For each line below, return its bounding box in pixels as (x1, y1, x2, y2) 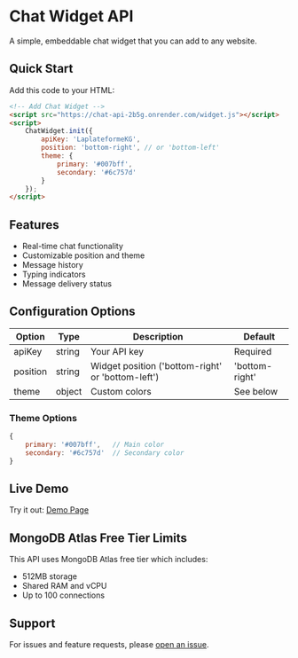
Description (132, 330, 184, 342)
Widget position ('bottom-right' (90, 359, 223, 372)
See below (233, 385, 278, 397)
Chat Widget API (9, 6, 134, 27)
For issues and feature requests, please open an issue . (9, 639, 209, 650)
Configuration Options (9, 304, 136, 319)
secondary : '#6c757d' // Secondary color (25, 448, 184, 458)
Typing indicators (21, 269, 86, 280)
